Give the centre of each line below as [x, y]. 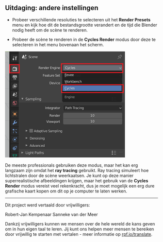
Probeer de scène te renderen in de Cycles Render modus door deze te [84, 39]
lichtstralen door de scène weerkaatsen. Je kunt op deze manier [69, 175]
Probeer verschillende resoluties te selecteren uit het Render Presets [81, 19]
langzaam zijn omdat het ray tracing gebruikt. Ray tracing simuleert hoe [77, 170]
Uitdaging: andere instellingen [52, 8]
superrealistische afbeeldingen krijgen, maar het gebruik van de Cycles [77, 181]
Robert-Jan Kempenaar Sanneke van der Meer [51, 214]
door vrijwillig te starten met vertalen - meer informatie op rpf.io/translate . [79, 234]
